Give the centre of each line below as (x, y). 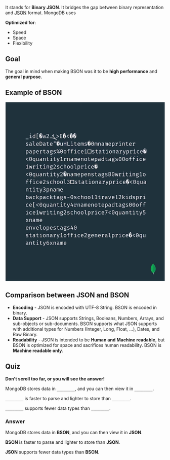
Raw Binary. (25, 334)
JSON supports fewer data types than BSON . (52, 452)
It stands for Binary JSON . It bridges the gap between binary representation (84, 7)
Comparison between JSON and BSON (67, 295)
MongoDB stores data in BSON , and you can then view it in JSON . (74, 432)
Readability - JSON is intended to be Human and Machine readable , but (89, 340)
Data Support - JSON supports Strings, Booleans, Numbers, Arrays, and (88, 318)
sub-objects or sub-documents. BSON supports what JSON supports (85, 324)
